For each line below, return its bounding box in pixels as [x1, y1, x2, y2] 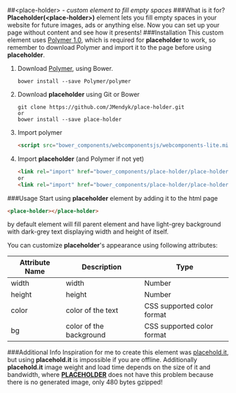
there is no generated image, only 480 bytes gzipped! [7, 378, 163, 387]
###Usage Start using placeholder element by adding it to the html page [7, 194, 218, 202]
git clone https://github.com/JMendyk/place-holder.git [17, 104, 185, 111]
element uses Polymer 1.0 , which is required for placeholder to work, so [7, 36, 216, 44]
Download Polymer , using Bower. [17, 65, 114, 72]
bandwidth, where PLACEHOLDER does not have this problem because [7, 371, 214, 379]
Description [81, 262, 122, 272]
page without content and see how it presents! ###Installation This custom [7, 28, 224, 36]
